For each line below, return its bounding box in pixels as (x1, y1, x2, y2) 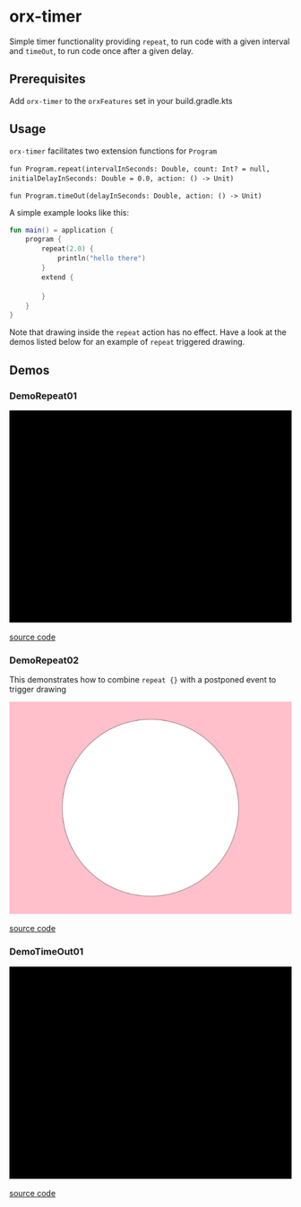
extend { (41, 272, 74, 282)
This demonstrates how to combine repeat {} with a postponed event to (9, 674, 277, 685)
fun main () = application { (9, 225, 115, 234)
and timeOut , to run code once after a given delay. (9, 45, 194, 56)
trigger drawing (9, 684, 67, 695)
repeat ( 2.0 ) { (41, 244, 94, 253)
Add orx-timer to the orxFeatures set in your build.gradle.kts (9, 95, 233, 106)
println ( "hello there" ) (56, 254, 146, 263)
